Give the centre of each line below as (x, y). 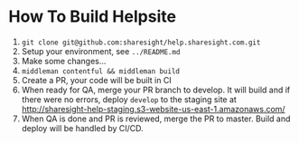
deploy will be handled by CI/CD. (82, 128)
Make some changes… (64, 61)
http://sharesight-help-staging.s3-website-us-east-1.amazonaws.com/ (153, 109)
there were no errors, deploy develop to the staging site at (129, 99)
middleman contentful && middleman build (100, 71)
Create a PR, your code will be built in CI (97, 80)
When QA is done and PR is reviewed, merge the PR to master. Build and (156, 119)
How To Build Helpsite (93, 17)
